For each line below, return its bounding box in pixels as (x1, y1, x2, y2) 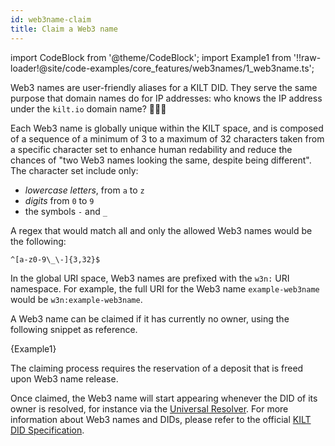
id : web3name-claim (10, 14, 92, 25)
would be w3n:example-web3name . (10, 293, 143, 305)
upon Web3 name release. (10, 372, 119, 385)
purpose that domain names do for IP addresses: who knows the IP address (10, 92, 323, 104)
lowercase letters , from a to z (24, 184, 145, 196)
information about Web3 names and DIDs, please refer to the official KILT (10, 413, 312, 425)
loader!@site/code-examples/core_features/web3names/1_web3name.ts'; (10, 62, 315, 74)
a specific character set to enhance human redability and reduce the (10, 143, 293, 155)
